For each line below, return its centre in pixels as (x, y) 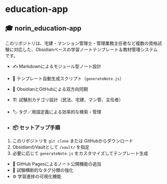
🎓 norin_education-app (43, 28)
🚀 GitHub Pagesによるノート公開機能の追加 (57, 164)
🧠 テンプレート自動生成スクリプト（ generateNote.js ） (68, 79)
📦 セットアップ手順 (36, 127)
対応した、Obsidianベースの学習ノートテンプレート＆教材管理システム (86, 49)
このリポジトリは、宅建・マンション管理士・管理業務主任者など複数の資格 (81, 43)
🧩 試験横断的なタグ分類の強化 (43, 170)
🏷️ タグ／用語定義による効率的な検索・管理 (57, 112)
